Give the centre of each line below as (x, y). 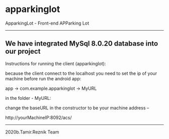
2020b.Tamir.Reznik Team (32, 132)
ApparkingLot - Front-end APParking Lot (47, 23)
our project (23, 51)
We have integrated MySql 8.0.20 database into (82, 44)
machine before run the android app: (43, 78)
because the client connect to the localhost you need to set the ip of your (81, 73)
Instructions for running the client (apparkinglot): (56, 63)
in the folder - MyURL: (28, 98)
